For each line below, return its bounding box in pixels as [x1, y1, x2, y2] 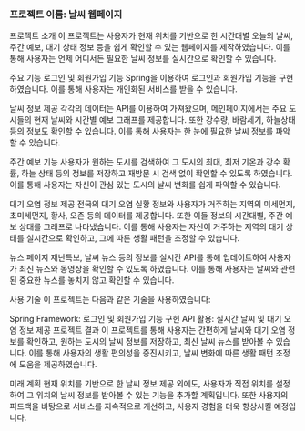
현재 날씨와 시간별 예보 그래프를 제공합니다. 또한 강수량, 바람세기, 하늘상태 [33, 115, 296, 125]
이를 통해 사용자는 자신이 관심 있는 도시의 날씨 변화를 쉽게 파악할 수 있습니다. [9, 179, 281, 190]
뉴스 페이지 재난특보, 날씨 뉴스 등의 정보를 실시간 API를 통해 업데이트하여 [9, 252, 268, 263]
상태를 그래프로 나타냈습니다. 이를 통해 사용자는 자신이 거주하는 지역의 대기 [18, 221, 284, 233]
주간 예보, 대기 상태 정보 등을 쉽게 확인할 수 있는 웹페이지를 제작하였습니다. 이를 [9, 42, 291, 53]
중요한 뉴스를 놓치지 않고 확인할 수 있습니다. [18, 275, 175, 286]
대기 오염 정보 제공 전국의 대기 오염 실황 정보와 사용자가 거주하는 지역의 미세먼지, [9, 198, 296, 210]
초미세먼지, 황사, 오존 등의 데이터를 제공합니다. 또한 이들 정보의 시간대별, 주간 [9, 210, 284, 221]
